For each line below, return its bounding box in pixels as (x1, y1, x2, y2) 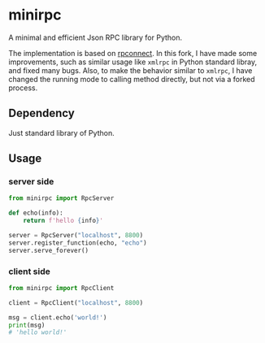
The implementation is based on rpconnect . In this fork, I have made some (8, 48, 258, 58)
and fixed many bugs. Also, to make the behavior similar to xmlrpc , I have (8, 65, 253, 75)
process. (8, 83, 38, 93)
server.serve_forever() (8, 246, 89, 254)
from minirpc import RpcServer (8, 194, 115, 202)
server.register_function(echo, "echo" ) (8, 238, 148, 247)
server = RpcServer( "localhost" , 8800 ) (8, 232, 144, 240)
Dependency (8, 106, 75, 120)
